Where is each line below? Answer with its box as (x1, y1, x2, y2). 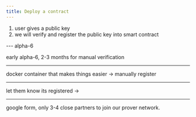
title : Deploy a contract (6, 8, 69, 15)
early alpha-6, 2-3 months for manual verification (6, 53, 125, 60)
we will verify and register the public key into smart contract (14, 30, 159, 38)
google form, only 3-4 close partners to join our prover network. (6, 104, 160, 111)
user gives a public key (14, 25, 70, 32)
